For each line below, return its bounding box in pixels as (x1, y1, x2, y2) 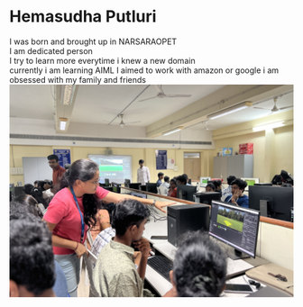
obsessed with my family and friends (9, 74, 147, 85)
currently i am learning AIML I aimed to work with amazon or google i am (9, 65, 280, 76)
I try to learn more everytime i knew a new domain (9, 55, 196, 66)
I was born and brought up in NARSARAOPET (9, 36, 178, 47)
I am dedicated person (9, 45, 93, 56)
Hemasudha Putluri (9, 6, 157, 27)
